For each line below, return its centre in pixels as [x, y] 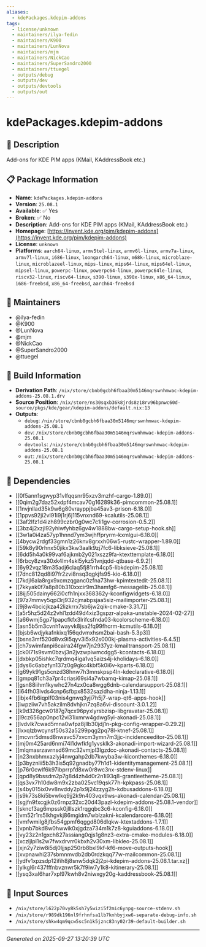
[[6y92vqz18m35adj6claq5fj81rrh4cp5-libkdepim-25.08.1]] [89, 568]
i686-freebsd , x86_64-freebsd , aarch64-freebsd [75, 283]
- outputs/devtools [37, 87]
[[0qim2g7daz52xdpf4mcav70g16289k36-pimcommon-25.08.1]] [96, 502]
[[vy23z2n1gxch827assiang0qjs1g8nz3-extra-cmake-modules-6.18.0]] [104, 835]
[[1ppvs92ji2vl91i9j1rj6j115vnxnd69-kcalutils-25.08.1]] [82, 516]
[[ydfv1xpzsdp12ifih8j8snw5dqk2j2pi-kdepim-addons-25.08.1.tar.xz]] [102, 861]
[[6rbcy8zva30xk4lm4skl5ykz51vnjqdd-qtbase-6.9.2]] [84, 561]
